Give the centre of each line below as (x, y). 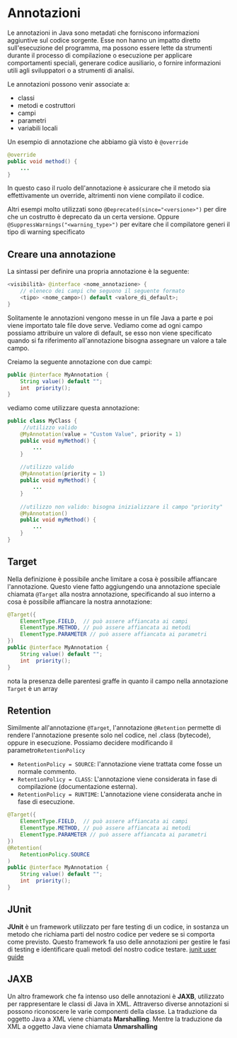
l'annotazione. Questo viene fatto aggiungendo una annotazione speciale (114, 586)
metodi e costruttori (46, 105)
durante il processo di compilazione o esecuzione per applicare (100, 55)
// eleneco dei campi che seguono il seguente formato (103, 291)
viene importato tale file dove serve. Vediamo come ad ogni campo (105, 325)
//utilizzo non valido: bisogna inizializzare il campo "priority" (121, 507)
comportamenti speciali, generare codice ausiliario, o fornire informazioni (114, 62)
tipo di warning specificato (46, 232)
